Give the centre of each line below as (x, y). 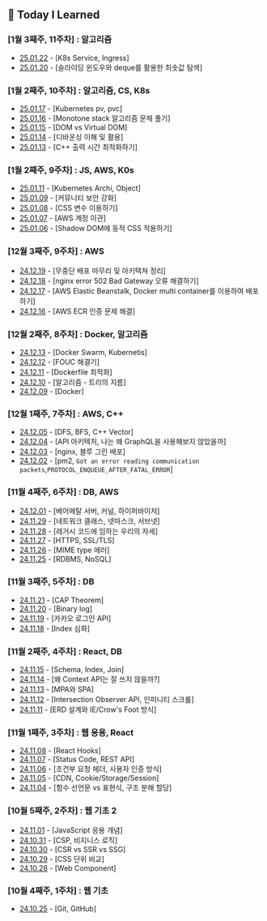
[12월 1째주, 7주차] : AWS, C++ (66, 413)
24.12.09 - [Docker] (51, 391)
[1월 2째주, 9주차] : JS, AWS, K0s (71, 169)
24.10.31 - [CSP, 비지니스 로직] (68, 840)
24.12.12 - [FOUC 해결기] (59, 362)
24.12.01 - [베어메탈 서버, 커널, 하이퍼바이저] (89, 511)
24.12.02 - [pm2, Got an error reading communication (109, 461)
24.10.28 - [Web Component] (68, 867)
